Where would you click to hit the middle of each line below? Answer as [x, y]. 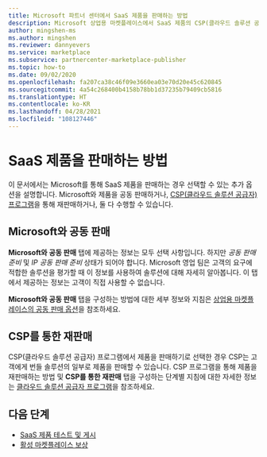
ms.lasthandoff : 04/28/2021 [55, 112]
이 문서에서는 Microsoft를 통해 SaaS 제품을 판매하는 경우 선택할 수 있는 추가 [126, 184]
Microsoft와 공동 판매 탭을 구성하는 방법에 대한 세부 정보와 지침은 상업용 [120, 299]
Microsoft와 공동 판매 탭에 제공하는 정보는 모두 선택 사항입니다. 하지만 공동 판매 [132, 252]
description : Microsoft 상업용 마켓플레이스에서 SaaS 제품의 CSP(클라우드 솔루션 [130, 23]
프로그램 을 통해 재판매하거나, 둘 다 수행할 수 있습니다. [91, 204]
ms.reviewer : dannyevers [49, 45]
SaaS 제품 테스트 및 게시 [58, 435]
